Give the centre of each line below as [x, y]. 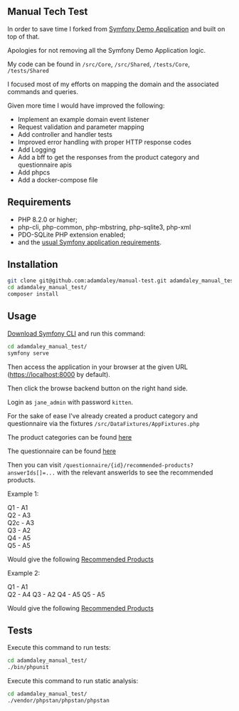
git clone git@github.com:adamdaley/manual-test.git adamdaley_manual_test [122, 281]
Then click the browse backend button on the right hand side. [98, 388]
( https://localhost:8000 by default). [59, 374]
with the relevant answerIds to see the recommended [135, 472]
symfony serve [28, 353]
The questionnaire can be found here [62, 451]
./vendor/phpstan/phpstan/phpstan [59, 701]
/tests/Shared [28, 71]
